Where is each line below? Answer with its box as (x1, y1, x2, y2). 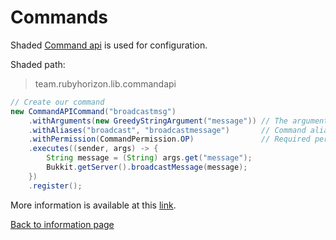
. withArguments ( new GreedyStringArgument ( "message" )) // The (28, 116, 288, 126)
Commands (10, 6, 109, 29)
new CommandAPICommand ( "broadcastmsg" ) (10, 106, 177, 116)
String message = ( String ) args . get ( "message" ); (46, 153, 253, 163)
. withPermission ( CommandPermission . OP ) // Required (28, 134, 311, 145)
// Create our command (10, 97, 105, 107)
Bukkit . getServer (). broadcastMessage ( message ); (46, 162, 248, 173)
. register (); (28, 181, 83, 191)
